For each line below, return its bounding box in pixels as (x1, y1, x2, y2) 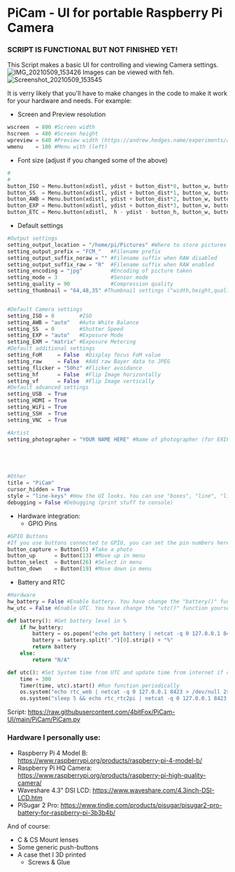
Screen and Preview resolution (17, 110, 106, 118)
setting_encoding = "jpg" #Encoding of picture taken (7, 268, 192, 275)
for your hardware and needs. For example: (7, 97, 132, 105)
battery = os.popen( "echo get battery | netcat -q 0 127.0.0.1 (32, 630, 220, 637)
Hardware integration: (17, 512, 80, 520)
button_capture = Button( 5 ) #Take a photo (7, 545, 133, 553)
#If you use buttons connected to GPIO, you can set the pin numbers (7, 539, 215, 546)
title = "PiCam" (7, 479, 55, 486)
